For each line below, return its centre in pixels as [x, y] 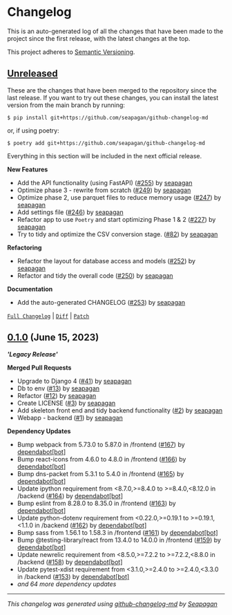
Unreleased [33, 74]
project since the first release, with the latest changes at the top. [99, 38]
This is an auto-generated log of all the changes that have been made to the [115, 31]
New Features [28, 169]
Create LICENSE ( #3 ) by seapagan [66, 403]
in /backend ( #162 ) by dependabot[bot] [90, 525]
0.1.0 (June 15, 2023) [53, 338]
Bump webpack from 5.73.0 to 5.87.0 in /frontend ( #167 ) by [101, 444]
